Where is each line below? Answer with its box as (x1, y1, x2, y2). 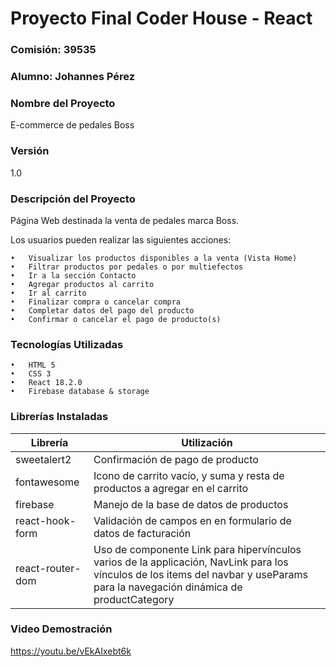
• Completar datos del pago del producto (10, 305, 195, 316)
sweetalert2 (15, 452, 72, 466)
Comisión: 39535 (10, 43, 97, 57)
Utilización (181, 435, 233, 449)
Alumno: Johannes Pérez (10, 70, 136, 84)
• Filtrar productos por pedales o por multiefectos (10, 262, 244, 272)
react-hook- (15, 513, 77, 527)
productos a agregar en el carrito (93, 481, 249, 495)
